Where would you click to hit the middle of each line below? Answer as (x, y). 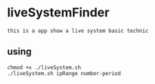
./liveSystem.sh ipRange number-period (64, 73)
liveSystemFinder (58, 13)
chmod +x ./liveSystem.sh (44, 67)
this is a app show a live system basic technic (78, 31)
